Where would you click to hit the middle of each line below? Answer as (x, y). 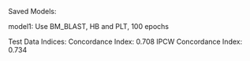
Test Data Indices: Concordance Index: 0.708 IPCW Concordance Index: (125, 41)
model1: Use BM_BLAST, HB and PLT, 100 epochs (89, 26)
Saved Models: (32, 11)
